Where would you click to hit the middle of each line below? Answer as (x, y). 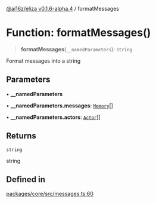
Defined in (26, 179)
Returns (21, 136)
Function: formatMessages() (79, 33)
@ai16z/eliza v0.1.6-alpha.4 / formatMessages (63, 9)
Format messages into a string (43, 61)
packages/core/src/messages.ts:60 (50, 194)
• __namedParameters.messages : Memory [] (60, 105)
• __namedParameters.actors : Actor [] (54, 117)
